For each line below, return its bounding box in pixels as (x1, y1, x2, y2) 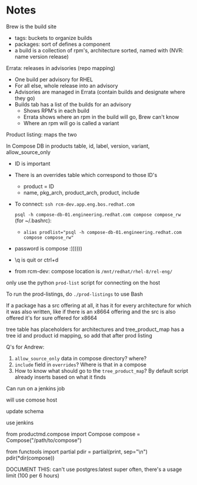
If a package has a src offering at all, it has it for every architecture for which (6, 302, 192, 309)
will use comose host (6, 396, 58, 403)
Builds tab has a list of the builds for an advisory (14, 101, 132, 108)
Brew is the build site (6, 23, 57, 30)
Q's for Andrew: (6, 343, 45, 350)
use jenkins (6, 419, 34, 426)
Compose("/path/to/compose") (6, 436, 82, 444)
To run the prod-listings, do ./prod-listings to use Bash (6, 290, 143, 297)
